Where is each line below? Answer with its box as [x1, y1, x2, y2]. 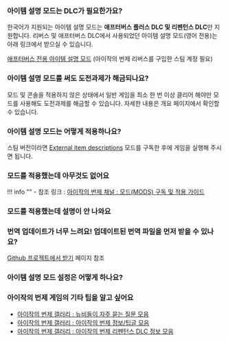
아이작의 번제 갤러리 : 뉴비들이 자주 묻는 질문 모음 [16, 310, 149, 318]
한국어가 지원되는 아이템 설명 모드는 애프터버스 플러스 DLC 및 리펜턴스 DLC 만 [7, 23, 213, 32]
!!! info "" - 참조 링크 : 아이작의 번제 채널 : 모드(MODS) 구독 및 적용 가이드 [7, 187, 205, 196]
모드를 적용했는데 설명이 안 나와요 [7, 207, 111, 216]
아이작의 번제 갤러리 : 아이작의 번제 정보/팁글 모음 [16, 318, 150, 327]
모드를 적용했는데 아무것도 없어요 [7, 170, 110, 180]
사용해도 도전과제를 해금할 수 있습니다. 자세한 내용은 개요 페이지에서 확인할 [19, 99, 220, 107]
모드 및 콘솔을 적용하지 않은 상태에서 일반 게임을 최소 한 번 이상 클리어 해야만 [7, 91, 212, 99]
